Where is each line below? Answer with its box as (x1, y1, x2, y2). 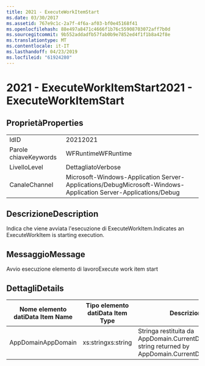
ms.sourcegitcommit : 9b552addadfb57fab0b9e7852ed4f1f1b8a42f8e (6, 32, 171, 38)
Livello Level (9, 163, 44, 171)
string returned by (138, 342, 190, 351)
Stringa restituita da (138, 327, 194, 335)
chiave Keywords (9, 153, 57, 161)
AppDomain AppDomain (9, 339, 77, 347)
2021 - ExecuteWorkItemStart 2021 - (6, 81, 193, 95)
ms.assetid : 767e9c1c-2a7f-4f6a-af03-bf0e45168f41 (6, 20, 138, 26)
